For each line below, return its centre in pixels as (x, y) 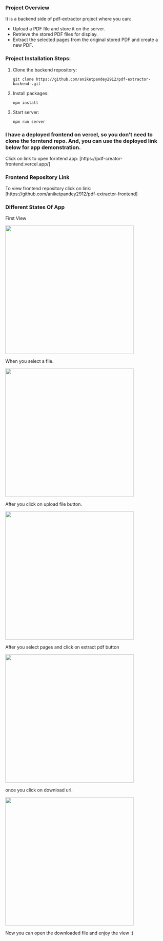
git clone (23, 79)
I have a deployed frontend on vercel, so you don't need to (79, 134)
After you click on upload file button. (44, 504)
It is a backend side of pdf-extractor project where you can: (68, 19)
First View (16, 218)
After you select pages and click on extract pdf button (62, 647)
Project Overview (27, 8)
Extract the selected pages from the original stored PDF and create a (85, 40)
